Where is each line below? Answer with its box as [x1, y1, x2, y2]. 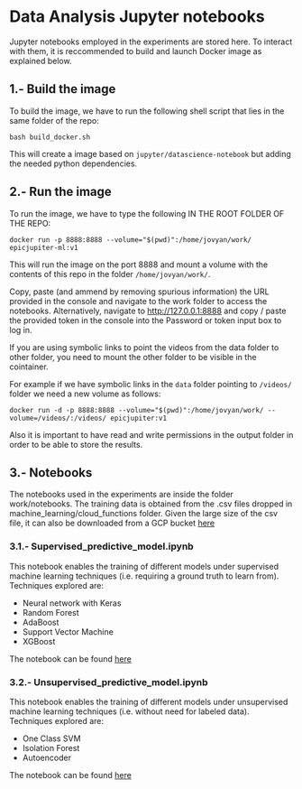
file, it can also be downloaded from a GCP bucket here [9, 517, 215, 529]
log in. [9, 324, 33, 335]
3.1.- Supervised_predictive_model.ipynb [9, 540, 194, 552]
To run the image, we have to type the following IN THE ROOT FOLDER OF [9, 208, 285, 218]
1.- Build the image [9, 81, 116, 97]
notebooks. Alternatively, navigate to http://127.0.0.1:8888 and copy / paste [9, 305, 287, 316]
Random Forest [22, 607, 79, 617]
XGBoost [22, 636, 56, 646]
